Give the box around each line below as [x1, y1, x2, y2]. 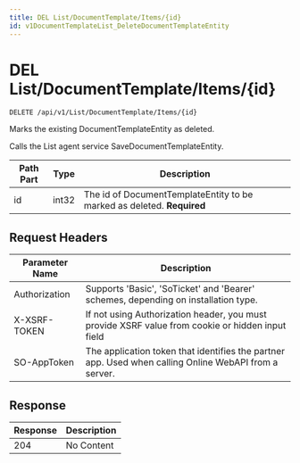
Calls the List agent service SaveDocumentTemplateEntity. [9, 141, 224, 152]
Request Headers [9, 229, 108, 245]
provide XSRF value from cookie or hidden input [85, 319, 287, 332]
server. [85, 368, 115, 380]
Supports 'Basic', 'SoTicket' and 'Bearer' [85, 283, 255, 295]
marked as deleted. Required [83, 200, 206, 212]
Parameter [21, 256, 69, 269]
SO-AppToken [13, 356, 74, 368]
